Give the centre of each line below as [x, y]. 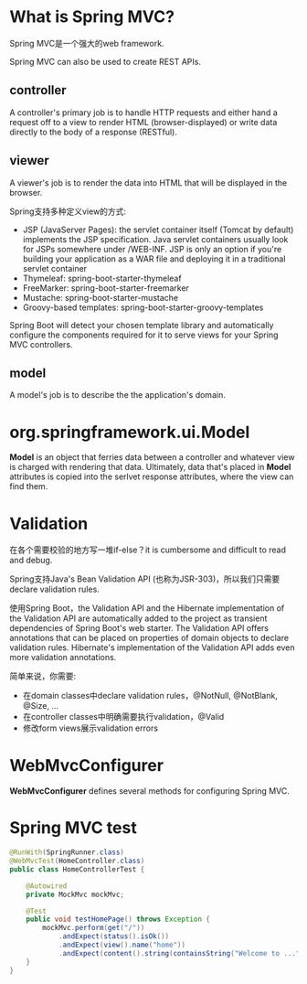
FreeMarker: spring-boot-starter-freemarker [106, 288]
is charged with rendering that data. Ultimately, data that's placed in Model [150, 467]
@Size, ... [41, 706]
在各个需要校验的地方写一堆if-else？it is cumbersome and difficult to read [148, 550]
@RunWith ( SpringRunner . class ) [67, 852]
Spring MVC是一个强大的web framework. [87, 43]
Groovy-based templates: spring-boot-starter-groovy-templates [143, 307]
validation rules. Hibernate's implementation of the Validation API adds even [152, 647]
